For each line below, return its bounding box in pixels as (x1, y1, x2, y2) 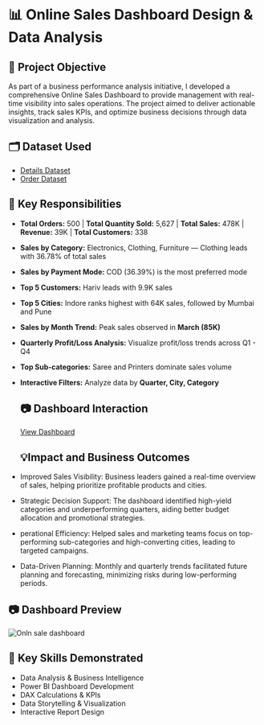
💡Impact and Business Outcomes (19, 451, 190, 464)
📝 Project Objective (8, 60, 107, 74)
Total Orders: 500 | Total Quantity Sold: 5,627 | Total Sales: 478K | (19, 218, 245, 229)
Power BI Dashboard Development (19, 681, 134, 691)
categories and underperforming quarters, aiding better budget (19, 505, 229, 514)
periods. (19, 579, 48, 588)
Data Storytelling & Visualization (19, 698, 126, 708)
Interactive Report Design (19, 706, 105, 716)
